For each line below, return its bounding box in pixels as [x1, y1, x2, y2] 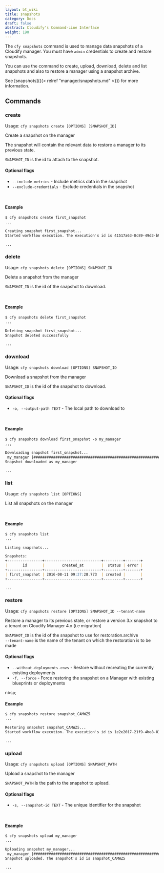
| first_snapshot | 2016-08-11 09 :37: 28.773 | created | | [5, 572, 143, 577]
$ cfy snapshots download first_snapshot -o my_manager [5, 437, 121, 442]
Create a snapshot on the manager [5, 132, 75, 138]
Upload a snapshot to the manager [5, 770, 75, 776]
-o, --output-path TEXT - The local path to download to [12, 405, 125, 411]
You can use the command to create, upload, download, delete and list [5, 63, 147, 69]
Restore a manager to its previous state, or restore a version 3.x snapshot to [5, 617, 158, 623]
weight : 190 [5, 30, 29, 35]
